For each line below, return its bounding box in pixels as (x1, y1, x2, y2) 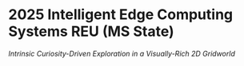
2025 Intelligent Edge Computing (8, 6, 234, 24)
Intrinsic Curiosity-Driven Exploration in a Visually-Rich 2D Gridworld (8, 49, 236, 58)
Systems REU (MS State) (8, 22, 174, 41)
